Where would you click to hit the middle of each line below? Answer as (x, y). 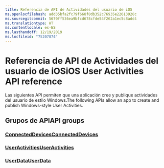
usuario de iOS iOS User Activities (74, 71)
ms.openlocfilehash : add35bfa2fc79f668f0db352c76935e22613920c (71, 14)
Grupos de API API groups (45, 121)
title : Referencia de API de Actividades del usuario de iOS (69, 9)
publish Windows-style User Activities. (44, 105)
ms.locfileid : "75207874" (31, 37)
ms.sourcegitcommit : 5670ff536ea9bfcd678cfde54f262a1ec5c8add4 (71, 19)
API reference (34, 82)
